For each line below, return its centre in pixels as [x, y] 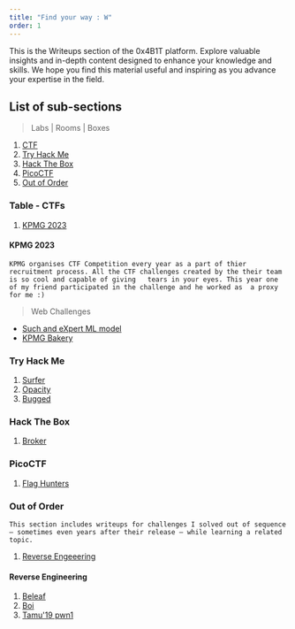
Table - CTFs [37, 206]
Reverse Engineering [49, 577]
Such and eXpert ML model [72, 328]
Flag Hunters [45, 483]
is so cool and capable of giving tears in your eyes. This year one [144, 280]
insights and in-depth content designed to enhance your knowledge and [140, 60]
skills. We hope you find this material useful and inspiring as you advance [143, 69]
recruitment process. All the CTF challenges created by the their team [146, 272]
